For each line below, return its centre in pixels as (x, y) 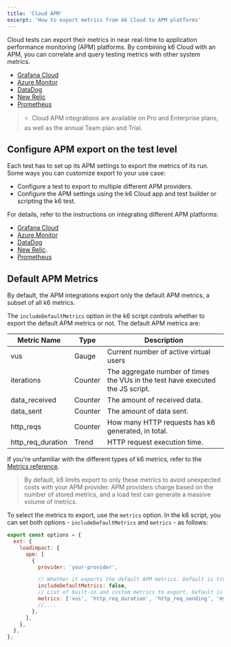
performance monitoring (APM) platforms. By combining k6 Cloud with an (111, 47)
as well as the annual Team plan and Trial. (83, 127)
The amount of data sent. (148, 412)
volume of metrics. (51, 502)
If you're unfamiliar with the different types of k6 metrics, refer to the (104, 459)
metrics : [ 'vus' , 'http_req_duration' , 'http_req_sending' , (125, 599)
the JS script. (128, 389)
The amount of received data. (155, 400)
